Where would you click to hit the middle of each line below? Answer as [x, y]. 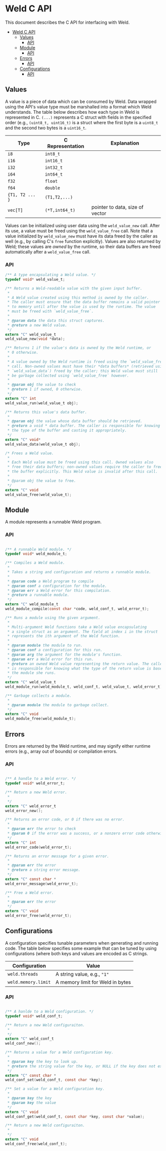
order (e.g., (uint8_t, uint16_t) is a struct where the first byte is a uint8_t [82, 122]
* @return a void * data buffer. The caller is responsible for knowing [84, 426]
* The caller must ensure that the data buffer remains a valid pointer [84, 302]
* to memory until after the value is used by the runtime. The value [81, 307]
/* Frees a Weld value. [30, 453]
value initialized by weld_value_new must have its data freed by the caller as [82, 236]
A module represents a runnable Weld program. [54, 522]
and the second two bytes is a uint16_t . [46, 128]
